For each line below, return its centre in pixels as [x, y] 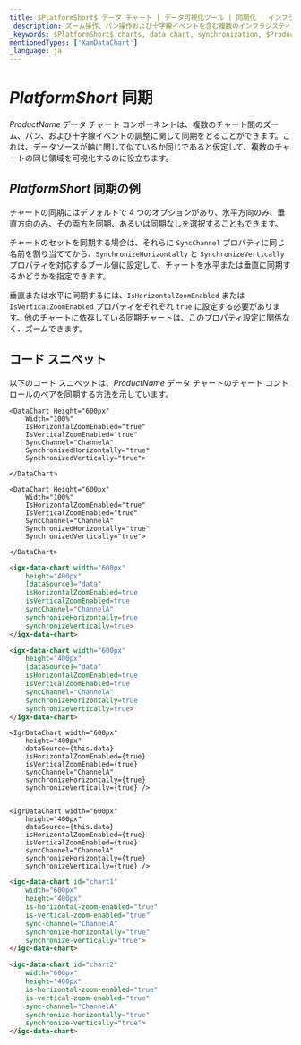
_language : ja [36, 51]
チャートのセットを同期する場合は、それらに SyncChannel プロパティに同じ [147, 242]
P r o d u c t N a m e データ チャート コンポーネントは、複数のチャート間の [136, 124]
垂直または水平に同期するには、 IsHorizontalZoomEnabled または [127, 295]
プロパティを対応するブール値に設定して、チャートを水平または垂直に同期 [146, 264]
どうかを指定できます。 [68, 276]
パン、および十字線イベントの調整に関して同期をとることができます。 [154, 136]
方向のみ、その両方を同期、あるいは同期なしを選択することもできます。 [150, 223]
